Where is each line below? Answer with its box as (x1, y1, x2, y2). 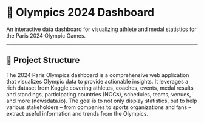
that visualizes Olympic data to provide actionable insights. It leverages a (6, 78, 189, 85)
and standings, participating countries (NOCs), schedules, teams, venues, (6, 90, 191, 98)
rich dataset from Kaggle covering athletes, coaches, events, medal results (6, 84, 194, 91)
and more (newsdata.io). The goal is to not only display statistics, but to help (6, 97, 197, 104)
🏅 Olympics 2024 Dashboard (6, 5, 155, 19)
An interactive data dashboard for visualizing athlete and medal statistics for (6, 25, 197, 33)
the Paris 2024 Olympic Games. (6, 32, 86, 39)
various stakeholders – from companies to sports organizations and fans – (6, 103, 191, 111)
